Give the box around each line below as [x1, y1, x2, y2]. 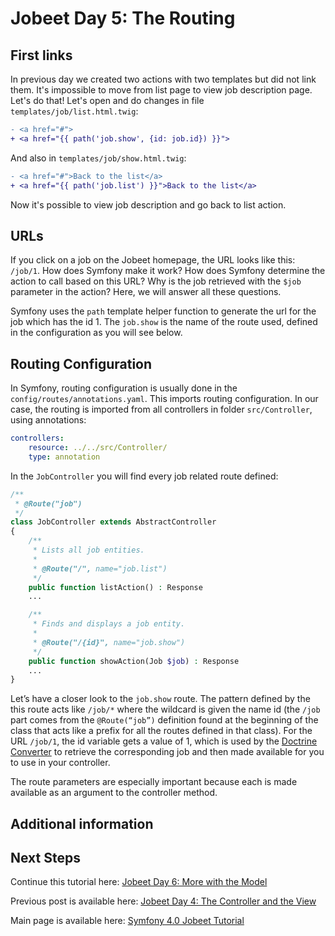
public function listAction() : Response [28, 582, 203, 592]
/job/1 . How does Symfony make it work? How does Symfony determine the [10, 265, 326, 277]
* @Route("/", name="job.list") [32, 563, 168, 574]
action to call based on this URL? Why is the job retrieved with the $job [10, 275, 302, 287]
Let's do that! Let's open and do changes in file [10, 95, 205, 106]
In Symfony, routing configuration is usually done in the [10, 382, 238, 394]
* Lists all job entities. [32, 545, 145, 555]
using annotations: [10, 414, 87, 426]
